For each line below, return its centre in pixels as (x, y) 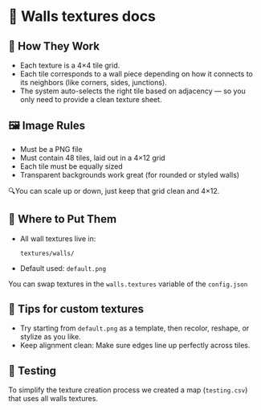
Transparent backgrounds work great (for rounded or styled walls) (129, 174)
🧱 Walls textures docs (82, 16)
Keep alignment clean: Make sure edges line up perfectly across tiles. (135, 346)
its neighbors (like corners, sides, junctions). (93, 82)
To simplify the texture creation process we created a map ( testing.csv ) (128, 390)
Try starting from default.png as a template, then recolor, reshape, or (135, 328)
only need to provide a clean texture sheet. (91, 99)
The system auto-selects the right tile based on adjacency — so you (133, 91)
